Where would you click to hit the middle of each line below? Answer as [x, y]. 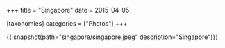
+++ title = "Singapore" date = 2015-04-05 [68, 10]
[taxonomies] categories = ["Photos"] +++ [67, 23]
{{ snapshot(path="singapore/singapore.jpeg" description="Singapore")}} [112, 37]
